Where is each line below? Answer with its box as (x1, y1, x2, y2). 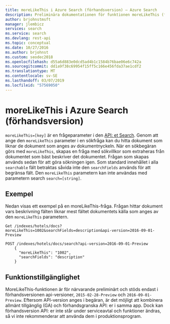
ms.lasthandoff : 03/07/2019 (5, 78, 65, 83)
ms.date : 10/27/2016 (5, 45, 49, 50)
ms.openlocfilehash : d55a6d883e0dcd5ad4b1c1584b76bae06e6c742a (5, 59, 142, 64)
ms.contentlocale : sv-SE (5, 73, 58, 78)
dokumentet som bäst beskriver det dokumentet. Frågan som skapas (5, 153, 149, 159)
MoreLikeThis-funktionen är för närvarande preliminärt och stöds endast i (5, 287, 158, 293)
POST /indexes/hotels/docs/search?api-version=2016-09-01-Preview (5, 241, 148, 247)
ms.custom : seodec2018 (5, 54, 53, 60)
